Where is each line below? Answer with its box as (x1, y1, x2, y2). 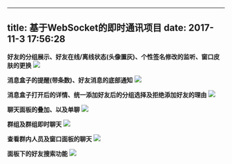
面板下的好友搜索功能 (7, 149, 68, 158)
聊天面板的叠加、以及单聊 (7, 105, 80, 113)
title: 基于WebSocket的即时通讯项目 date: (7, 22, 187, 34)
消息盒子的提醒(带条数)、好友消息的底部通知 (7, 75, 133, 84)
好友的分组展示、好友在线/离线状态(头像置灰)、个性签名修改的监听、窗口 (7, 53, 214, 61)
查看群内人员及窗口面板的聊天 (7, 134, 92, 143)
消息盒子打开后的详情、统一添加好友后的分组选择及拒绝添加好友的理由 (7, 91, 207, 99)
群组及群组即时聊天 (7, 120, 62, 128)
